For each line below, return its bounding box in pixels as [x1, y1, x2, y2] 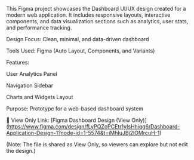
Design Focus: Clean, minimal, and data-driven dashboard [6, 36, 149, 42]
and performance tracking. [6, 24, 72, 31]
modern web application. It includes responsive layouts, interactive [6, 11, 171, 19]
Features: [6, 59, 30, 66]
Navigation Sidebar [6, 82, 54, 89]
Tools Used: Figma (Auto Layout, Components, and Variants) [6, 47, 155, 54]
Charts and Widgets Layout [6, 94, 73, 100]
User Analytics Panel [6, 70, 58, 77]
